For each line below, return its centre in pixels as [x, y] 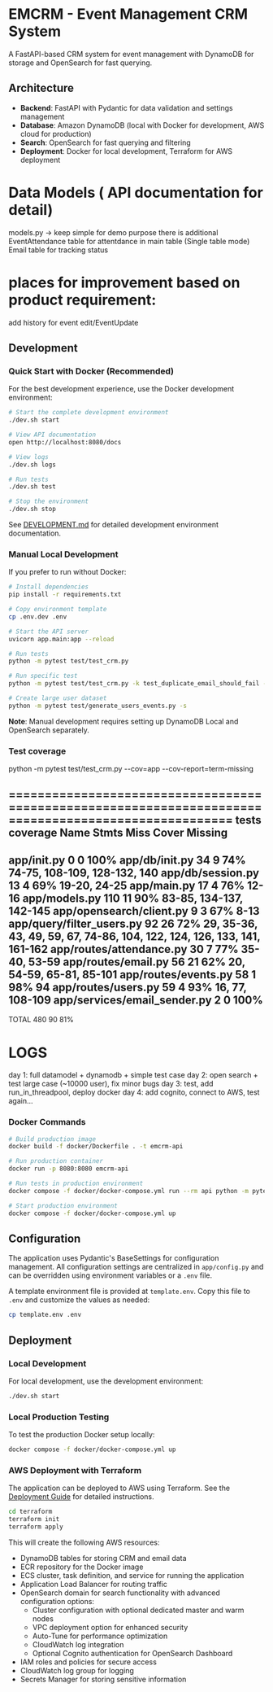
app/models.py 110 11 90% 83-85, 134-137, [133, 898]
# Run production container [56, 1161]
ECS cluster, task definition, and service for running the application [132, 1575]
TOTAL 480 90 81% [41, 1020]
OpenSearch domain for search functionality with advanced [120, 1593]
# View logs [28, 457]
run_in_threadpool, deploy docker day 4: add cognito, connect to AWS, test [134, 1092]
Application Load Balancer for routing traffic [94, 1584]
